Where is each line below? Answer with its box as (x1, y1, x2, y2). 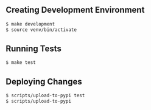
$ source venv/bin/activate (5, 27, 77, 33)
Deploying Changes (5, 76, 83, 87)
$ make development (5, 21, 55, 27)
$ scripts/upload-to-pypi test (5, 92, 85, 99)
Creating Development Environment (5, 5, 145, 15)
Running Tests (5, 43, 61, 53)
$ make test (5, 60, 36, 66)
